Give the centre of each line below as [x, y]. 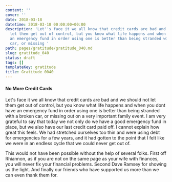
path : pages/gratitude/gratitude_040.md [49, 48]
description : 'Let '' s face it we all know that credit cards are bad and [86, 29]
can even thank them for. [31, 175]
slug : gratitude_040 [27, 53]
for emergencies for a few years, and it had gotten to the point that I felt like [85, 138]
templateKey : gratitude [31, 67]
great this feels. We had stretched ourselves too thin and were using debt [83, 133]
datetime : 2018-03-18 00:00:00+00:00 [46, 24]
